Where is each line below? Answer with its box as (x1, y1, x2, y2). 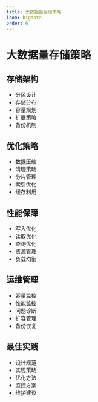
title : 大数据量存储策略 (6, 8, 62, 15)
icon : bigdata (6, 15, 42, 21)
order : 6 (6, 20, 28, 26)
